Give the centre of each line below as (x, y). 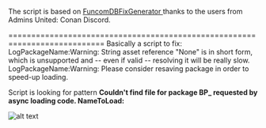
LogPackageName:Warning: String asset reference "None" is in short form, (131, 52)
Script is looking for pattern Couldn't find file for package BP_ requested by (133, 92)
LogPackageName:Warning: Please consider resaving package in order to (129, 69)
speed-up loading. (38, 77)
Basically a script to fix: (144, 43)
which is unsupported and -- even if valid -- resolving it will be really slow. (129, 60)
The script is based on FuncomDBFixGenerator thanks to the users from (125, 11)
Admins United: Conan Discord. (59, 20)
